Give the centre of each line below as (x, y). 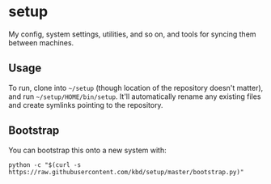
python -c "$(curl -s (45, 165)
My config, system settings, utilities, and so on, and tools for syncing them (132, 34)
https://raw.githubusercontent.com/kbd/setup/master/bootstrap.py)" (126, 172)
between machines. (41, 42)
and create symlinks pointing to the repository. (86, 105)
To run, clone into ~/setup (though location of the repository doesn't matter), (136, 88)
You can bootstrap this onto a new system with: (88, 150)
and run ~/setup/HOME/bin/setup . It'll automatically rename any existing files (135, 96)
